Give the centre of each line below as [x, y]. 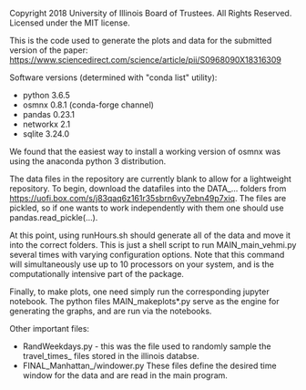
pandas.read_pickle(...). [54, 217]
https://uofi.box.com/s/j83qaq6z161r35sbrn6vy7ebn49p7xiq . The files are [148, 198]
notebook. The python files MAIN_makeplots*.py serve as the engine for [144, 301]
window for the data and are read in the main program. [125, 375]
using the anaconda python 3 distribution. [88, 161]
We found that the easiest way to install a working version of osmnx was [145, 151]
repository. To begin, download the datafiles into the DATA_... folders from [148, 189]
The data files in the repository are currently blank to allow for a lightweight [150, 179]
